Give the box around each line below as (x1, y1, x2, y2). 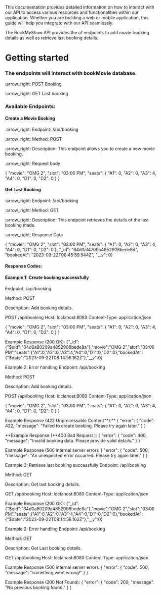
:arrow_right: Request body (5, 161, 61, 166)
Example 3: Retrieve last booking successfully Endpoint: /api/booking (5, 462, 146, 468)
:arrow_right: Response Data (5, 231, 63, 237)
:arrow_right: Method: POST (5, 136, 62, 142)
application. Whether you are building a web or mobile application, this (5, 15, 149, 20)
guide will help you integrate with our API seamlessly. (5, 20, 114, 26)
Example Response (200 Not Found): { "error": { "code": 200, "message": (5, 579, 155, 585)
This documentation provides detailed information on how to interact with (5, 4, 155, 10)
